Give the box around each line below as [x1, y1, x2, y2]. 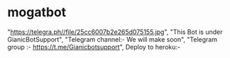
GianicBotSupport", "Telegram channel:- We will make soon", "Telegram [7, 35, 218, 43]
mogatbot [7, 4, 67, 21]
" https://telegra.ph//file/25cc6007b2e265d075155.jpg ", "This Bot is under [7, 28, 223, 36]
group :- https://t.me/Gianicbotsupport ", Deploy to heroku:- [7, 42, 181, 51]
